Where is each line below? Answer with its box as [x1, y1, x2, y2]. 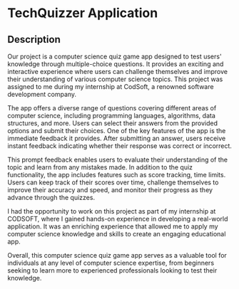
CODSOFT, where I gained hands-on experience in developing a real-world [7, 215, 228, 223]
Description [7, 33, 61, 46]
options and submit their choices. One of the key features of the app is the [7, 127, 226, 135]
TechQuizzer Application [7, 5, 158, 21]
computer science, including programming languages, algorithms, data [7, 112, 215, 120]
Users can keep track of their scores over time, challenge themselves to [7, 178, 219, 186]
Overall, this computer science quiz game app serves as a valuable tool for [7, 251, 227, 259]
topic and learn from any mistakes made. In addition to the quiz [7, 163, 193, 172]
